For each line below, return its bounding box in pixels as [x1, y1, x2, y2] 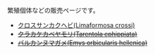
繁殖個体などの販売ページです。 [7, 6, 100, 14]
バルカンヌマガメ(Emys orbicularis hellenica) [17, 39, 148, 47]
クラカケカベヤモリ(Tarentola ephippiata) [17, 30, 137, 38]
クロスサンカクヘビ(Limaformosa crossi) [17, 21, 135, 29]
